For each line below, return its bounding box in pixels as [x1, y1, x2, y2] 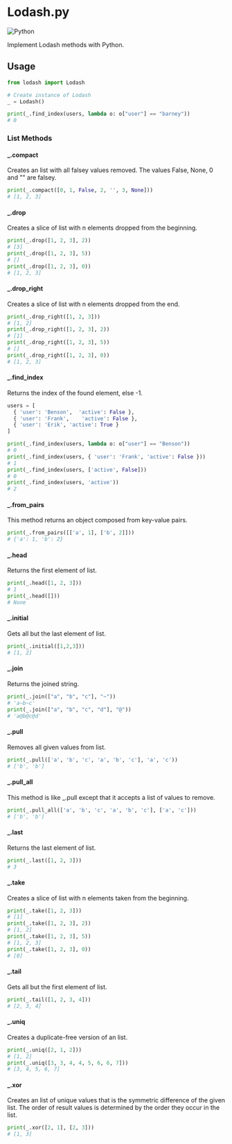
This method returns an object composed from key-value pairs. [7, 516, 188, 524]
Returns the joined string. [7, 680, 80, 688]
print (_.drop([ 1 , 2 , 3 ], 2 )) [7, 237, 91, 244]
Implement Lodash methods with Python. [7, 40, 125, 49]
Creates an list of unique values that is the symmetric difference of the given [7, 1096, 226, 1104]
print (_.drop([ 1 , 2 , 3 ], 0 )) [7, 263, 91, 270]
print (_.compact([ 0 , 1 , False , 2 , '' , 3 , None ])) [7, 187, 154, 194]
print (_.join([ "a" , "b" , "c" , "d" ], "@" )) [7, 706, 132, 713]
